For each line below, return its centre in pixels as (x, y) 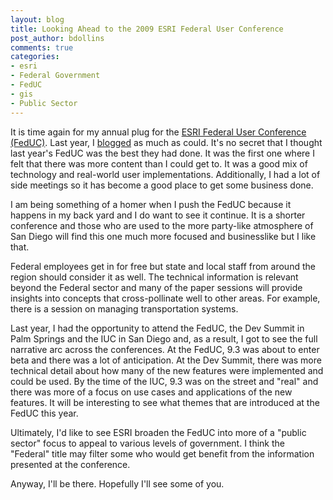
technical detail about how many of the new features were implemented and (167, 370)
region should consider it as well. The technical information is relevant (154, 277)
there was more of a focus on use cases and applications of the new (151, 392)
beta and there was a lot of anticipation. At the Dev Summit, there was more (166, 360)
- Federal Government (55, 76)
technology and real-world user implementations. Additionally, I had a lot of (165, 174)
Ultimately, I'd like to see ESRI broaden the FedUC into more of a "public (158, 432)
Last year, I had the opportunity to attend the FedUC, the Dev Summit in (157, 328)
